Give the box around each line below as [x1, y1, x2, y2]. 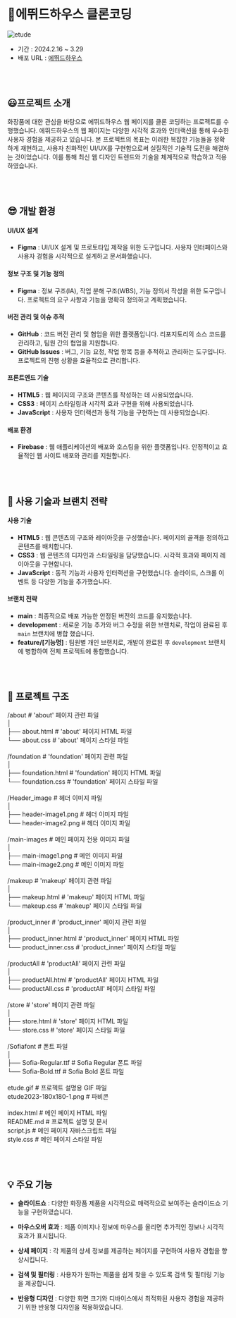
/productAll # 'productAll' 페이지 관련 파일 [7, 959, 125, 968]
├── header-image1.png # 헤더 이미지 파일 [7, 810, 129, 818]
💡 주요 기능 [7, 1178, 53, 1191]
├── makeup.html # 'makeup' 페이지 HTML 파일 [7, 892, 146, 901]
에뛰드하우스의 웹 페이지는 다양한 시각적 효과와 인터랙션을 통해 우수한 [39, 126, 230, 135]
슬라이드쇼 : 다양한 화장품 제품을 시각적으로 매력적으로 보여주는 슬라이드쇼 [17, 1199, 221, 1207]
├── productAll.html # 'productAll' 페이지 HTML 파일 [7, 975, 159, 984]
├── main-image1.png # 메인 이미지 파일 [7, 851, 123, 860]
